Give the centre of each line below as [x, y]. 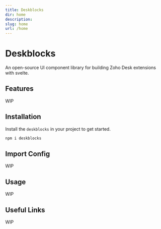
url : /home [17, 29]
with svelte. [17, 73]
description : [19, 19]
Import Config [28, 154]
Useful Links [25, 210]
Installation [23, 117]
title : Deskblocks [24, 10]
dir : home [16, 15]
